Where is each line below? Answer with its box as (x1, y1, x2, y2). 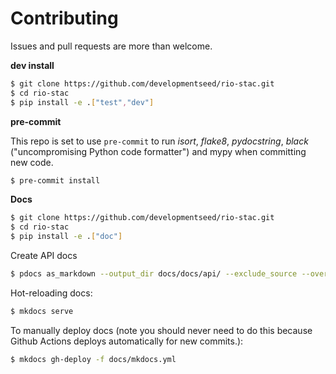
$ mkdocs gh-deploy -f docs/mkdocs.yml (10, 354, 177, 364)
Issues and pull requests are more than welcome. (10, 40, 213, 52)
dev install (10, 59, 55, 71)
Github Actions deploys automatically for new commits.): (10, 335, 244, 347)
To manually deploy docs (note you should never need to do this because (10, 324, 313, 336)
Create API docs (10, 250, 78, 262)
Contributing (10, 7, 119, 30)
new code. (10, 156, 54, 168)
